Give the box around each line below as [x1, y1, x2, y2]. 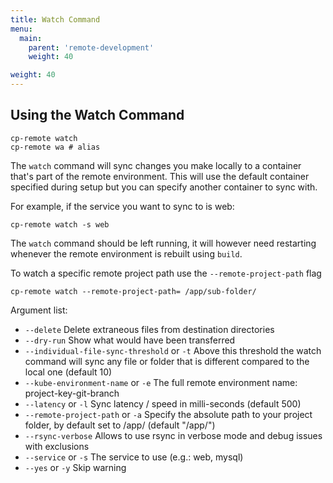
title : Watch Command [10, 14, 101, 25]
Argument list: [10, 304, 68, 316]
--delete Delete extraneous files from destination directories [24, 323, 275, 335]
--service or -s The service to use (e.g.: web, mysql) [24, 451, 244, 463]
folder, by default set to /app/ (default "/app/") [24, 419, 216, 431]
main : [19, 33, 43, 43]
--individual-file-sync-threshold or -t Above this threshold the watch [24, 344, 322, 356]
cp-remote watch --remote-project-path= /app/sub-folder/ [10, 286, 257, 296]
